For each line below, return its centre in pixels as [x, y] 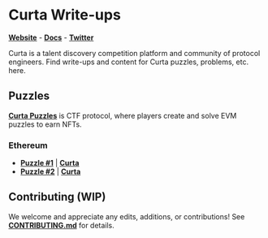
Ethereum [28, 145]
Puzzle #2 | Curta [50, 171]
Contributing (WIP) [57, 197]
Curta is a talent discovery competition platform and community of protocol [134, 53]
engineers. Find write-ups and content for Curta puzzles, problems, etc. [129, 62]
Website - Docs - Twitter [51, 37]
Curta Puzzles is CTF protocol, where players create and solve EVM [123, 115]
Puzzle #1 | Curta [50, 163]
